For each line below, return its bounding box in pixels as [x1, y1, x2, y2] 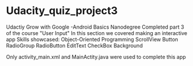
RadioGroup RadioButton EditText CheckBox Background [6, 42, 143, 49]
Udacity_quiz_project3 [6, 4, 118, 18]
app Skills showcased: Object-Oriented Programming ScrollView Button [6, 36, 178, 43]
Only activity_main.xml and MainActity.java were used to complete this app [6, 53, 186, 60]
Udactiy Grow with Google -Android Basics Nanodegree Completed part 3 [6, 23, 184, 30]
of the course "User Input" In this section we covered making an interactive [6, 29, 188, 36]
